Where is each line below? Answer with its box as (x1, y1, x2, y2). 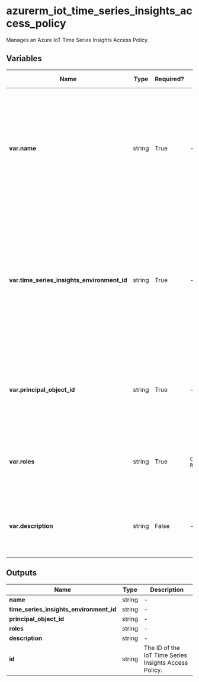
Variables (6, 53, 43, 63)
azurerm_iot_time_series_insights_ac (6, 4, 192, 18)
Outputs (6, 568, 37, 578)
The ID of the (144, 643, 181, 652)
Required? (155, 75, 185, 83)
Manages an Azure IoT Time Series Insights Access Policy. (6, 36, 149, 43)
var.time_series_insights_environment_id (9, 276, 127, 284)
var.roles (9, 457, 35, 466)
